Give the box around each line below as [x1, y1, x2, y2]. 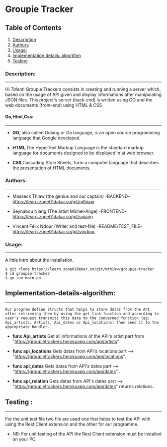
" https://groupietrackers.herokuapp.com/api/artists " [12, 338, 119, 344]
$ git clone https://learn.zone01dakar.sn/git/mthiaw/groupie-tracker [5, 267, 155, 272]
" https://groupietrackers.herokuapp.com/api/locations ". [12, 353, 126, 359]
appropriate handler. [5, 324, 50, 329]
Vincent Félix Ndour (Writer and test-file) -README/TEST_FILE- [12, 223, 143, 229]
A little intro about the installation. [5, 257, 74, 263]
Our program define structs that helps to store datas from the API [5, 307, 150, 312]
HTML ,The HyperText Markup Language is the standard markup [12, 144, 144, 150]
